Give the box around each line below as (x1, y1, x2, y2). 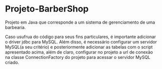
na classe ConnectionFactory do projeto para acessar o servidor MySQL (5, 54, 150, 60)
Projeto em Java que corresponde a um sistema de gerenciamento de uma (5, 19, 155, 25)
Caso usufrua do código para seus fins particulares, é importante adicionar (5, 34, 156, 40)
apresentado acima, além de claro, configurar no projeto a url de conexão (5, 49, 153, 55)
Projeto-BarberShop (5, 3, 89, 14)
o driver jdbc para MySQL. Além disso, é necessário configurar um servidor (5, 39, 157, 44)
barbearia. (5, 24, 26, 30)
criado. (5, 59, 20, 65)
